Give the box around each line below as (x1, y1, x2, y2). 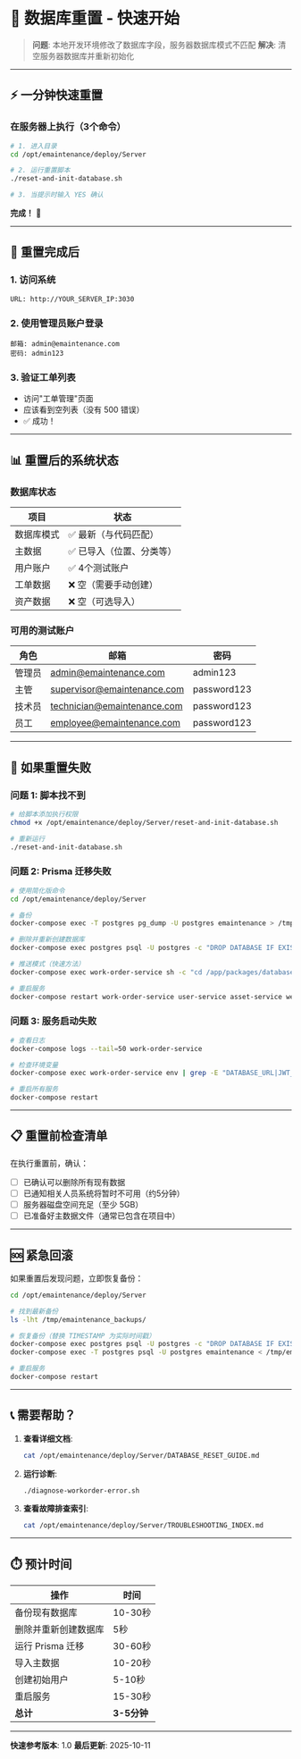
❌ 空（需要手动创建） (68, 578, 159, 591)
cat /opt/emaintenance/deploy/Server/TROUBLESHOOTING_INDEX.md (22, 1521, 264, 1530)
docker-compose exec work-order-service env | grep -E (10, 1069, 219, 1078)
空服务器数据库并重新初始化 (31, 50, 135, 61)
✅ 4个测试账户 (68, 561, 130, 574)
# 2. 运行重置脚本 (10, 166, 71, 175)
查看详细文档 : (22, 1433, 73, 1443)
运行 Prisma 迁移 (14, 1640, 85, 1653)
